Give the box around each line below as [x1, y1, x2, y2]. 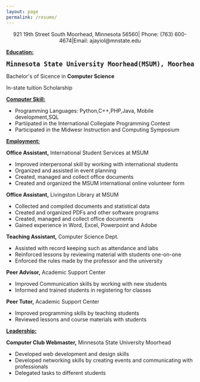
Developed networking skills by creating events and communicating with [14, 356, 193, 364]
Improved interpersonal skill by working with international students [14, 160, 179, 168]
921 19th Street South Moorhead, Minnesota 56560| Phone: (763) [12, 30, 174, 37]
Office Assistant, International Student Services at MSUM [6, 149, 149, 156]
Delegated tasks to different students [14, 369, 106, 376]
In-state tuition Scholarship [6, 84, 73, 91]
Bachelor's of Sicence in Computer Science [6, 72, 115, 80]
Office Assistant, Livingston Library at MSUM [6, 191, 119, 198]
